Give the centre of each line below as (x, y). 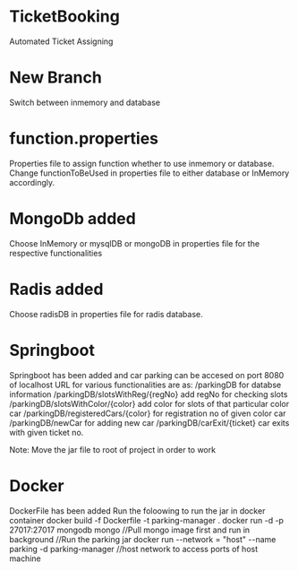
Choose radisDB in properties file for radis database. (106, 314)
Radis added (56, 289)
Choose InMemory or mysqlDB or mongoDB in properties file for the (135, 243)
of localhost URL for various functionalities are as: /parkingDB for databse (145, 385)
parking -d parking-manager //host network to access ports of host (134, 549)
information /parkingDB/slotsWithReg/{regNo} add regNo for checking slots (149, 394)
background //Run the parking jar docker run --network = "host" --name (143, 539)
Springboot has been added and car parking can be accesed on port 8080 (147, 375)
